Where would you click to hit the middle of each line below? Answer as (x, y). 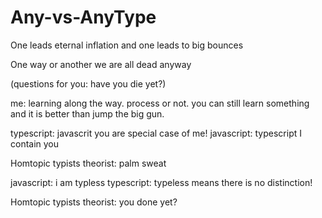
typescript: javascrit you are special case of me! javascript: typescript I (156, 133)
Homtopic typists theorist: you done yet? (94, 202)
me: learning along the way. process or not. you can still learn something (160, 103)
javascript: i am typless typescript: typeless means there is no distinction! (161, 182)
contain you (35, 143)
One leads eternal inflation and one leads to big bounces (127, 45)
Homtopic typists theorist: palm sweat (88, 163)
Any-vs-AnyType (83, 17)
